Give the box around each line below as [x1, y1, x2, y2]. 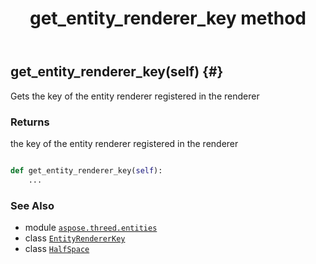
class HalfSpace [24, 242, 90, 254]
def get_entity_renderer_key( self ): [10, 165, 163, 176]
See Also [10, 198, 55, 212]
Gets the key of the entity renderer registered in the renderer [10, 90, 260, 102]
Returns [10, 115, 50, 129]
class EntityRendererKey [24, 232, 126, 244]
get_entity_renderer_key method [29, 7, 307, 30]
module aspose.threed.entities [24, 221, 158, 233]
